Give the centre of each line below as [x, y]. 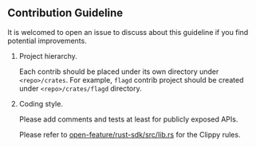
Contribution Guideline [65, 13]
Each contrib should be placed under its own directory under [119, 72]
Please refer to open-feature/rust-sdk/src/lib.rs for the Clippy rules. [130, 134]
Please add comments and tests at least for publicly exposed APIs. [128, 119]
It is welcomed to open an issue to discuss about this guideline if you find [128, 32]
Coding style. [41, 103]
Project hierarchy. [48, 56]
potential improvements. [47, 41]
